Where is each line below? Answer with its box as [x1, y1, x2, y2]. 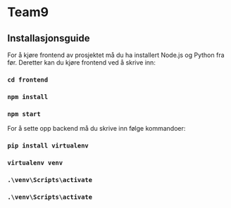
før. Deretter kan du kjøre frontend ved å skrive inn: [7, 58, 156, 67]
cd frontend [7, 75, 49, 84]
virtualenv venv [7, 159, 63, 167]
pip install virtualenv [7, 142, 89, 150]
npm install [7, 93, 49, 100]
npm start [7, 110, 41, 118]
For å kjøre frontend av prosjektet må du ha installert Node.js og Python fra [7, 51, 225, 59]
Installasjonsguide [7, 32, 90, 44]
